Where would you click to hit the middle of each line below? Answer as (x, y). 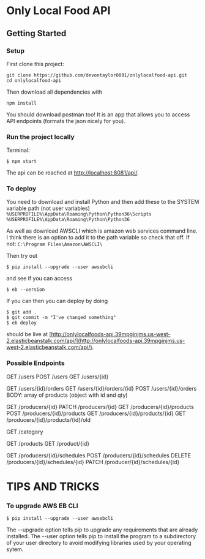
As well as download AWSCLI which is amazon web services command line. (102, 231)
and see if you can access (39, 279)
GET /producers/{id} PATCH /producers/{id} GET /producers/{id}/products (100, 407)
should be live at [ (29, 334)
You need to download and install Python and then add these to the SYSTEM (103, 202)
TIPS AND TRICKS (53, 486)
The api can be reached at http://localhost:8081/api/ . (73, 173)
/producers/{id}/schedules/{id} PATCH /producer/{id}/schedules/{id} (93, 462)
